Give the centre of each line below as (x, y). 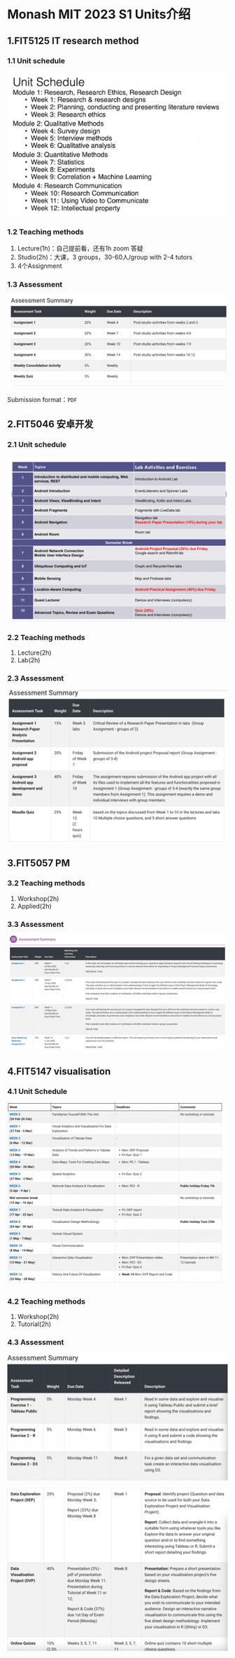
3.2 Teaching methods (46, 883)
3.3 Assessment (36, 924)
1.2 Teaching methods (45, 232)
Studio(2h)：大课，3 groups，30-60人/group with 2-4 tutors (105, 257)
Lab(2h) (29, 660)
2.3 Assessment (36, 678)
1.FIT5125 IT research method (73, 40)
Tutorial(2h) (34, 1324)
